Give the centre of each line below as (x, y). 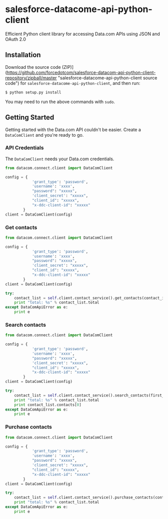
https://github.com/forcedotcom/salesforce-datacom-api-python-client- (81, 72)
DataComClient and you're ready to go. (44, 135)
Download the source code (33, 67)
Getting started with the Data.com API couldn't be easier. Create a (73, 130)
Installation (23, 55)
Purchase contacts (29, 427)
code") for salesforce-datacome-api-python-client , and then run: (73, 83)
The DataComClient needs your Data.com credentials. (60, 159)
